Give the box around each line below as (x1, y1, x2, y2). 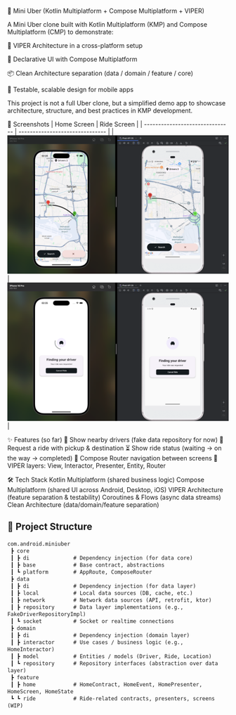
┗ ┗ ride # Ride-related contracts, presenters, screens (10, 695, 216, 702)
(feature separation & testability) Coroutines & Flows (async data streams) (7, 493, 221, 501)
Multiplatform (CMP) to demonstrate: (7, 28, 114, 36)
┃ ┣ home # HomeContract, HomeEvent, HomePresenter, (10, 681, 202, 688)
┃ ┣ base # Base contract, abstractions (10, 561, 165, 569)
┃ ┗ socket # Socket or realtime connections (10, 617, 174, 625)
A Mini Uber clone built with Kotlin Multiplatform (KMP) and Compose (7, 20, 208, 28)
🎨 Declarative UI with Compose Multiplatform (7, 55, 138, 63)
